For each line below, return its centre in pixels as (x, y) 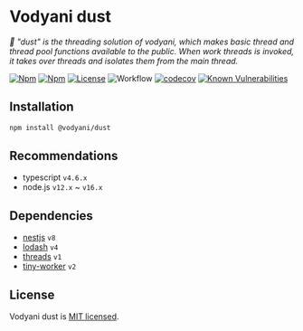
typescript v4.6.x (55, 177)
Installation (42, 107)
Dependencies (51, 216)
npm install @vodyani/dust (60, 128)
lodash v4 (40, 247)
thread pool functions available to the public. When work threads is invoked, (152, 51)
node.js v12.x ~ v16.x (62, 187)
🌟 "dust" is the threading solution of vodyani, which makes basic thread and (152, 42)
